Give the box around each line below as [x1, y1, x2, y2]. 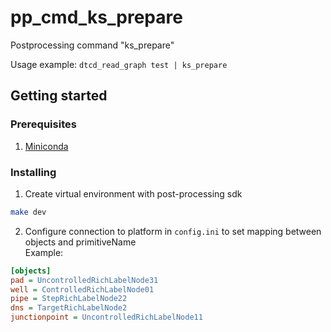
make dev [10, 207, 47, 217]
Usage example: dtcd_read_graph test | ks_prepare [10, 58, 228, 70]
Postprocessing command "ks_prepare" [10, 39, 175, 51]
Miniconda [24, 140, 69, 152]
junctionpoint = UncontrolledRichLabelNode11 [10, 312, 203, 323]
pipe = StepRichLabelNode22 [10, 294, 128, 304]
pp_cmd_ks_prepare [10, 6, 183, 29]
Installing [10, 165, 57, 179]
